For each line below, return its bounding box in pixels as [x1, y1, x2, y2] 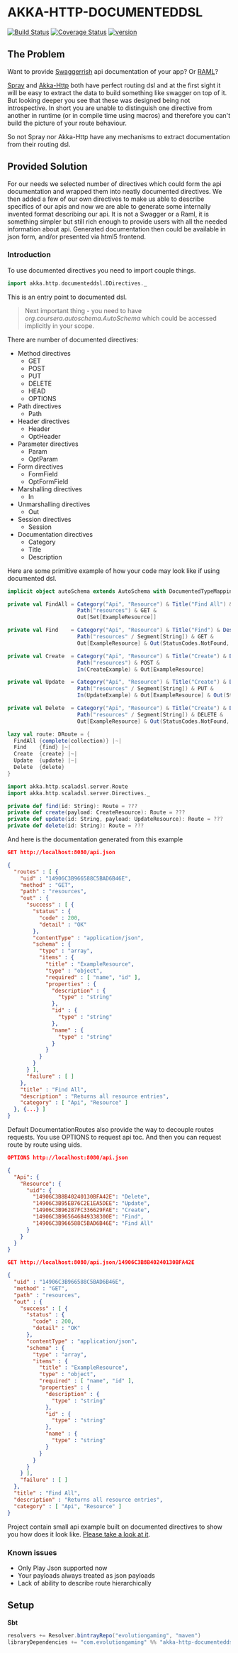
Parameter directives [17, 440, 79, 448]
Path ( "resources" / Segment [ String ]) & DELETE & [76, 711, 223, 718]
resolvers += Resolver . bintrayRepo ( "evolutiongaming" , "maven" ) [7, 1632, 201, 1639]
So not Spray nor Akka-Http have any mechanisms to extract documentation [7, 132, 230, 141]
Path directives [17, 402, 62, 410]
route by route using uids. [7, 1140, 83, 1149]
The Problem [7, 48, 65, 60]
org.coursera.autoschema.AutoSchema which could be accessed [24, 314, 217, 322]
